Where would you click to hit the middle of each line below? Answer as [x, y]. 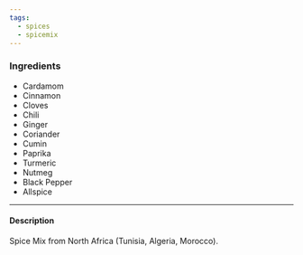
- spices [34, 26]
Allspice [37, 192]
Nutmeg [37, 172]
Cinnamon [41, 95]
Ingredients [35, 66]
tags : [19, 18]
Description [32, 221]
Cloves [35, 105]
